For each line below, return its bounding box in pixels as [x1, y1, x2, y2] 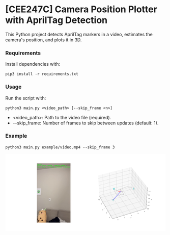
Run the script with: [5, 95, 46, 101]
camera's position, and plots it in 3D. [5, 37, 82, 43]
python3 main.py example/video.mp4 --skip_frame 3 [5, 144, 115, 150]
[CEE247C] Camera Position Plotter [5, 4, 158, 15]
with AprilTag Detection [5, 14, 108, 26]
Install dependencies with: [5, 61, 61, 67]
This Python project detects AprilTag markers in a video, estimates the [5, 31, 153, 37]
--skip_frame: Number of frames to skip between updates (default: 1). [12, 120, 159, 126]
